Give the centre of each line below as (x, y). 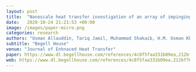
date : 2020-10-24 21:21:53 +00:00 (50, 22)
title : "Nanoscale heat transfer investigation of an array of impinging (99, 17)
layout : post (22, 11)
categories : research (32, 33)
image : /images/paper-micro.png (45, 28)
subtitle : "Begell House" (37, 44)
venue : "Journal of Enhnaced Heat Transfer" (61, 49)
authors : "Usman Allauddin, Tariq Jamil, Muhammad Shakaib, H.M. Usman (95, 38)
